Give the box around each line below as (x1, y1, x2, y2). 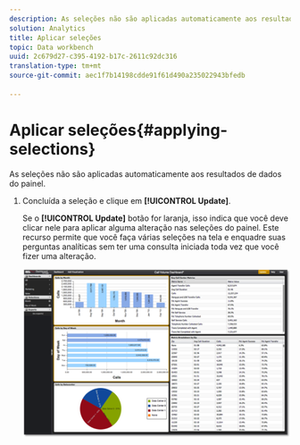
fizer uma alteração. (21, 250, 96, 261)
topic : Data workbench (9, 43, 94, 52)
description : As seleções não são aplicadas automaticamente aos (9, 14, 257, 23)
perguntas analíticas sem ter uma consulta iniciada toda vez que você (21, 241, 279, 252)
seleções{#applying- (67, 120, 228, 140)
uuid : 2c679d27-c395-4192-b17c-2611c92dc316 (9, 52, 178, 62)
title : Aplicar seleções (9, 33, 102, 42)
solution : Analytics (9, 23, 87, 33)
